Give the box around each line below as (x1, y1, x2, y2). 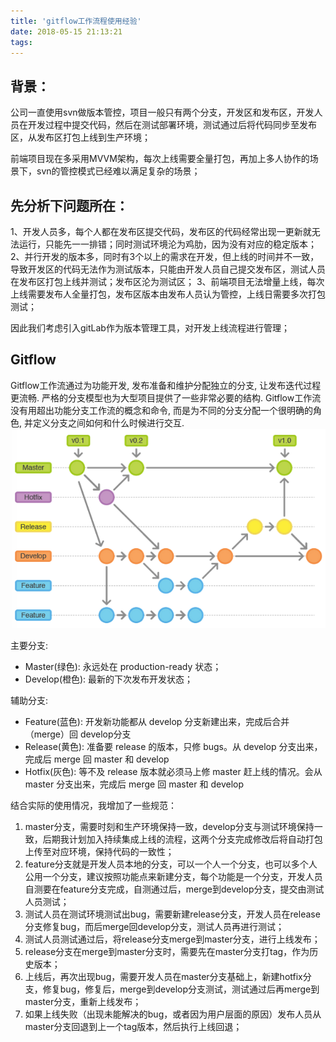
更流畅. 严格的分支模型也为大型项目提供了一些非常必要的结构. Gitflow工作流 (10, 391, 322, 404)
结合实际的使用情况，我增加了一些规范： (10, 800, 177, 812)
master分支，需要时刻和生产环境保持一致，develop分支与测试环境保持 (24, 821, 315, 833)
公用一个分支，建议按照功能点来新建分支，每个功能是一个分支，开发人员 (24, 871, 323, 883)
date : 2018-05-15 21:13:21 (10, 26, 123, 37)
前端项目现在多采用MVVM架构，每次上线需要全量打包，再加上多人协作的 (10, 153, 310, 165)
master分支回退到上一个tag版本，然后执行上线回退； (24, 1021, 243, 1033)
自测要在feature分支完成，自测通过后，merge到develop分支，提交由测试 (24, 883, 325, 895)
